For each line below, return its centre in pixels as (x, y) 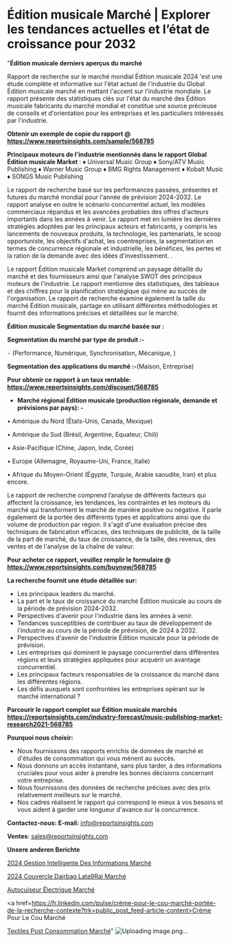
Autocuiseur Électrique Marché (51, 890)
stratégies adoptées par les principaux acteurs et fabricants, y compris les (112, 226)
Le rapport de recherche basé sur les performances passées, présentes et (113, 190)
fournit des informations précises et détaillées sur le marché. (93, 313)
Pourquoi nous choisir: (40, 737)
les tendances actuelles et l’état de (108, 29)
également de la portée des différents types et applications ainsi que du (109, 517)
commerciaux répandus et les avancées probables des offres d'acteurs (108, 212)
